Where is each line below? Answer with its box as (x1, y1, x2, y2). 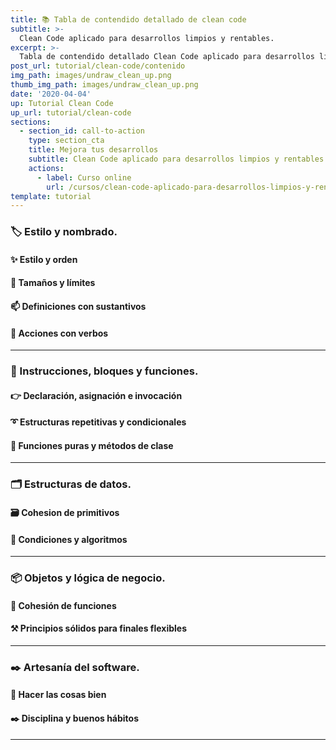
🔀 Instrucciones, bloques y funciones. (10, 364, 199, 378)
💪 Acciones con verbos (10, 327, 109, 339)
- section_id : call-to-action (19, 126, 145, 136)
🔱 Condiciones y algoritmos (10, 533, 128, 545)
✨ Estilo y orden (10, 253, 78, 265)
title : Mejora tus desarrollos (28, 145, 159, 155)
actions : (28, 163, 65, 173)
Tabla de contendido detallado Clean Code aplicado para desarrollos (19, 52, 315, 62)
